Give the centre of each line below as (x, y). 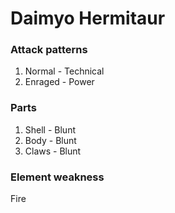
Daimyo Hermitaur (88, 18)
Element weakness (57, 177)
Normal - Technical (64, 71)
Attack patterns (49, 50)
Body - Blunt (50, 140)
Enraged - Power (59, 82)
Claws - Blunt (53, 151)
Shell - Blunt (50, 129)
